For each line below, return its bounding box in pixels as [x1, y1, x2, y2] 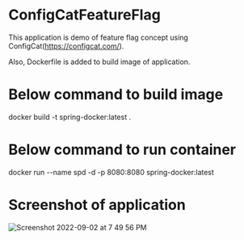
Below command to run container [8, 140, 237, 159]
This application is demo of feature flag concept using [8, 32, 188, 42]
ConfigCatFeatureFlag [8, 6, 162, 24]
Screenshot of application [8, 196, 186, 214]
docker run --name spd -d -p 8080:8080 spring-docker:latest [8, 167, 214, 177]
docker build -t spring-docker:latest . [8, 112, 132, 122]
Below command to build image [8, 85, 224, 104]
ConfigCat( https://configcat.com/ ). [8, 41, 124, 50]
